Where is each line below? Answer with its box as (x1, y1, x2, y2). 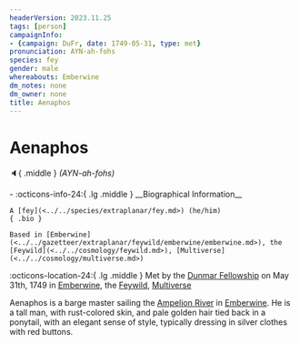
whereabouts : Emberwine (9, 73, 100, 82)
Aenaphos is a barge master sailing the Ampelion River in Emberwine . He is (9, 298, 291, 309)
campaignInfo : (9, 30, 64, 39)
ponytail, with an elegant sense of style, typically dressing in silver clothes (9, 317, 288, 328)
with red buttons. (9, 327, 74, 338)
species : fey (9, 56, 59, 65)
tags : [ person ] (9, 22, 67, 31)
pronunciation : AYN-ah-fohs (9, 47, 116, 56)
